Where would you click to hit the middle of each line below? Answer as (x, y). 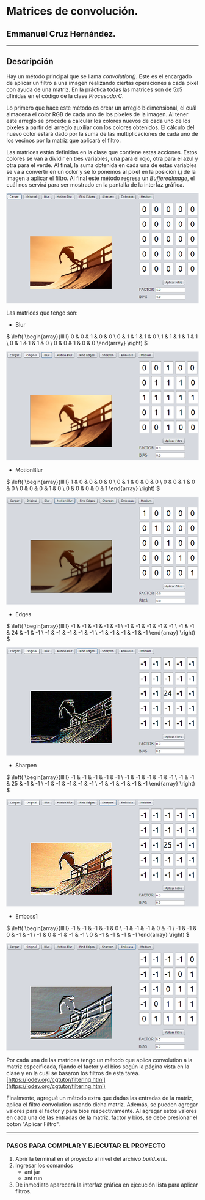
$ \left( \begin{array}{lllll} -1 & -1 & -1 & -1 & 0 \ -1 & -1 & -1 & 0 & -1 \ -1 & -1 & (102, 928)
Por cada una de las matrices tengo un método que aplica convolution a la (99, 1060)
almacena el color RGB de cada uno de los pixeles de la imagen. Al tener (97, 114)
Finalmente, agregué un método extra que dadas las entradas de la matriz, (100, 1098)
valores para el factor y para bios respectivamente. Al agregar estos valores (102, 1111)
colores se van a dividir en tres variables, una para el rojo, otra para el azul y (102, 158)
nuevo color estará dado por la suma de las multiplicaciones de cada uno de (102, 133)
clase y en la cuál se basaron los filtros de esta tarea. (73, 1073)
